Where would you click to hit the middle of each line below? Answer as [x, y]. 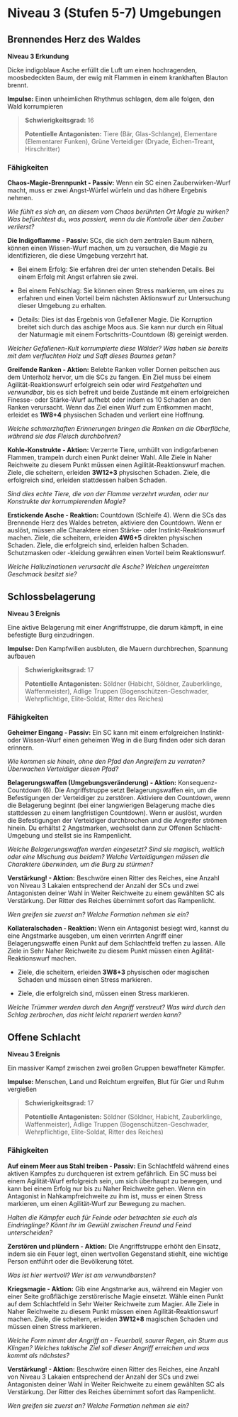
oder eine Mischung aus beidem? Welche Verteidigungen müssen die [108, 857]
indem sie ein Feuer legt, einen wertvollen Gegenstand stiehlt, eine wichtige [118, 1254]
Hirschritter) [42, 149]
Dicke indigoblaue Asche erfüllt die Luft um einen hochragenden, [102, 70]
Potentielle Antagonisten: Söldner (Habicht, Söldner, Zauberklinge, [123, 684]
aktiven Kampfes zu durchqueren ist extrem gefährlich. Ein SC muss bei [112, 1173]
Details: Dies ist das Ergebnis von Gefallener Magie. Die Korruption [115, 319]
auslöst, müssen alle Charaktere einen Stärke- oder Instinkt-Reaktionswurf [116, 530]
